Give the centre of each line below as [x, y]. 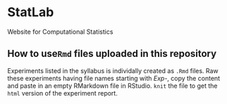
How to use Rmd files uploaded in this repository [112, 54]
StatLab [31, 12]
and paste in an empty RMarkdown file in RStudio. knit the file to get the [112, 86]
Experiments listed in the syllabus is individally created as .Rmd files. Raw [113, 70]
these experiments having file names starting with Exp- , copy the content [114, 78]
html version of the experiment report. [62, 93]
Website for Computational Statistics [60, 32]
